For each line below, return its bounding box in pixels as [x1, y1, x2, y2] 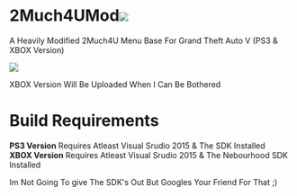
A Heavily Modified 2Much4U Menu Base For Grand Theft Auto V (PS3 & [9, 35, 278, 46]
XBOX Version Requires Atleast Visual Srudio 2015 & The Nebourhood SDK [9, 149, 288, 160]
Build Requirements [9, 111, 159, 131]
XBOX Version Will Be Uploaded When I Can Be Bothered [9, 78, 221, 90]
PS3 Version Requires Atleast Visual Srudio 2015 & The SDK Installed [9, 140, 265, 151]
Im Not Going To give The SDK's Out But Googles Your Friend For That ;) [9, 176, 278, 187]
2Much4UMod [9, 5, 120, 26]
